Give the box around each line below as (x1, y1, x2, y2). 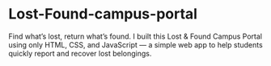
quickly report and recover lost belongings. (8, 48, 152, 58)
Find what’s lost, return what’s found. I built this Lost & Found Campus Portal (8, 31, 263, 41)
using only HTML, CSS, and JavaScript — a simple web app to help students (8, 39, 263, 49)
